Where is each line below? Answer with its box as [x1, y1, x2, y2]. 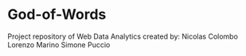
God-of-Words [7, 6, 107, 24]
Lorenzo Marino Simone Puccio [7, 39, 111, 49]
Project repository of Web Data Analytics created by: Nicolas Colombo [7, 32, 238, 41]
